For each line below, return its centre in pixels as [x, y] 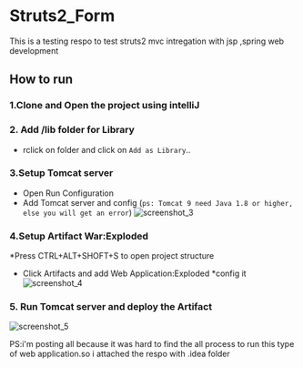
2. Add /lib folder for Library [72, 130]
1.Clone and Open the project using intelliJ [105, 106]
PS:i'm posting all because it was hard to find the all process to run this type [152, 344]
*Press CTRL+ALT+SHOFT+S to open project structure [112, 256]
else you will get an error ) [77, 212]
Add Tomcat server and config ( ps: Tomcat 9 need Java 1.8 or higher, [158, 202]
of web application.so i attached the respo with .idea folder [120, 354]
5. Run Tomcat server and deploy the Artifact [111, 307]
